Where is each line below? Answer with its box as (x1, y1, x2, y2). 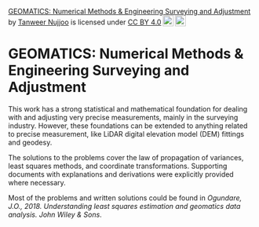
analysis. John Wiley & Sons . (8, 210, 102, 219)
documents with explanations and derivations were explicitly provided (8, 169, 234, 179)
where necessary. (8, 178, 67, 187)
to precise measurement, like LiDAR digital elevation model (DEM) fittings (8, 129, 245, 138)
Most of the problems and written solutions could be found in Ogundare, (8, 192, 243, 203)
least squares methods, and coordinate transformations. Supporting (8, 161, 228, 170)
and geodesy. (8, 137, 53, 147)
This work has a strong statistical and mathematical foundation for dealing (8, 104, 248, 113)
